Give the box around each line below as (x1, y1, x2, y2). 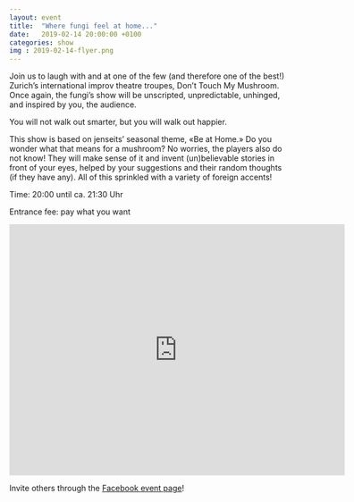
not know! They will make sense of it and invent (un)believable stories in (9, 153, 275, 163)
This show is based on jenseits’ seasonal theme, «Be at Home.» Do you (9, 134, 273, 145)
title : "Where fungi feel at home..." (9, 21, 158, 30)
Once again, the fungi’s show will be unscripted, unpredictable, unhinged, (9, 90, 281, 101)
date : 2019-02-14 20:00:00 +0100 (9, 29, 142, 38)
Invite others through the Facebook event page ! (9, 483, 185, 494)
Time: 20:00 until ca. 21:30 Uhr (9, 189, 123, 200)
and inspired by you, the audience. (9, 99, 137, 110)
